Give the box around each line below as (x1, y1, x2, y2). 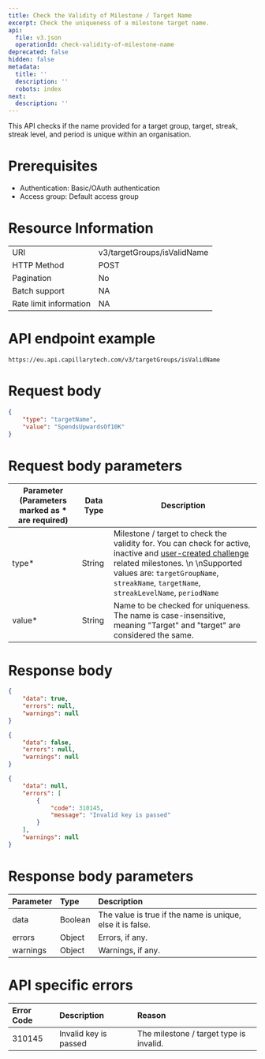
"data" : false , (22, 739, 73, 747)
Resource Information (8, 219, 154, 238)
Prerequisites (8, 157, 99, 175)
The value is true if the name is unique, (98, 909, 242, 920)
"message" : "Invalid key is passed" (50, 811, 171, 819)
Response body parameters (8, 867, 194, 885)
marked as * (19, 505, 67, 516)
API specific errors (8, 976, 133, 994)
